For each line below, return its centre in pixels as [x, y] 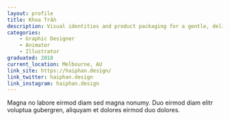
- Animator [35, 45]
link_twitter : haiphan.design [50, 77]
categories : [24, 32]
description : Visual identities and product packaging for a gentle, [108, 26]
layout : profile [30, 13]
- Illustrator [39, 52]
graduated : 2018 [30, 58]
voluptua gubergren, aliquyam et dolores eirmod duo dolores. [93, 110]
